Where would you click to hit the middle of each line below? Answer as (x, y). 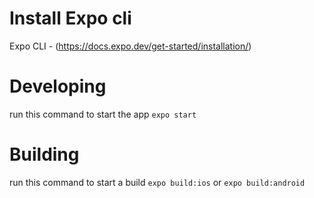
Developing (58, 86)
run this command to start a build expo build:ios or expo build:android (157, 182)
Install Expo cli (70, 18)
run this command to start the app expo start (103, 114)
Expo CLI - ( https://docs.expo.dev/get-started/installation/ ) (130, 46)
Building (44, 154)
